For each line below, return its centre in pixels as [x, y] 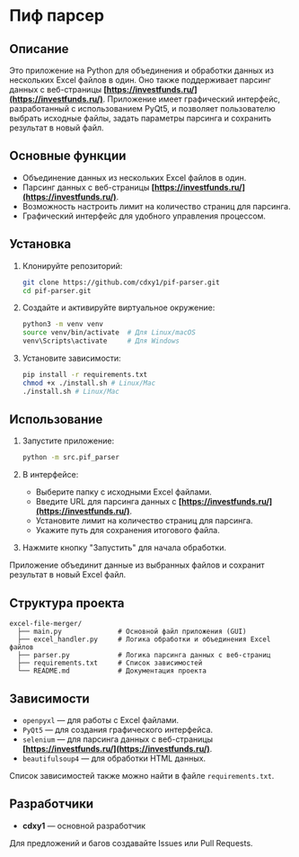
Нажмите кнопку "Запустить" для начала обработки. [124, 548]
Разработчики [52, 804]
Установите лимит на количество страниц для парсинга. [144, 521]
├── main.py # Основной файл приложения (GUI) [132, 632]
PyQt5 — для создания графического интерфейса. [118, 729]
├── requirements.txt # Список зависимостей [110, 663]
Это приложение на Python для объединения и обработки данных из [141, 70]
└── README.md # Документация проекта [112, 671]
